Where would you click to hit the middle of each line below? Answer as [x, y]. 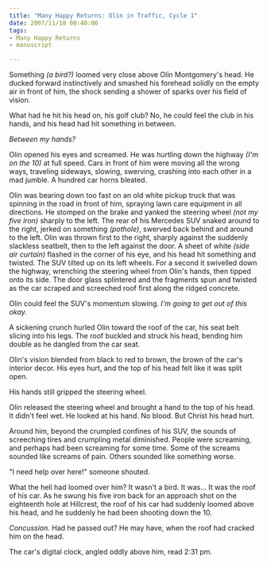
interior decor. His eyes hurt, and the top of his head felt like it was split [126, 368]
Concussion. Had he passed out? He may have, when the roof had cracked [132, 528]
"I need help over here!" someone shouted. [79, 472]
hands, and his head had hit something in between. [93, 124]
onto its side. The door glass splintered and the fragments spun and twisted [133, 280]
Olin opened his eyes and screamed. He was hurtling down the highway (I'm [134, 155]
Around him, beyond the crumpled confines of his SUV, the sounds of [123, 431]
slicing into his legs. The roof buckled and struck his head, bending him [126, 336]
